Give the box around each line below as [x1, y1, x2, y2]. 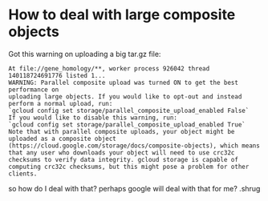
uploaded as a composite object [8, 135, 116, 143]
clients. [8, 170, 38, 178]
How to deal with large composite [8, 6, 236, 24]
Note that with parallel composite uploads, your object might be [8, 127, 235, 135]
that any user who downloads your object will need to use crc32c [8, 148, 235, 157]
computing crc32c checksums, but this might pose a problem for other [8, 163, 250, 171]
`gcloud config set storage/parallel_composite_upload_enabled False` [8, 107, 250, 115]
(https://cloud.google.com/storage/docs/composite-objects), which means [8, 142, 261, 150]
